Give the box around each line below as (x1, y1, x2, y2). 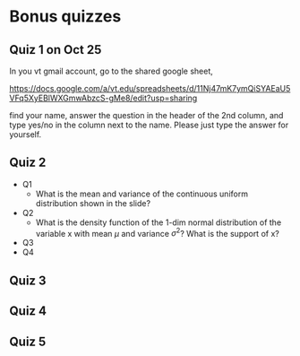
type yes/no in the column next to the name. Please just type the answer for (9, 119, 289, 130)
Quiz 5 (9, 334, 47, 349)
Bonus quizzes (9, 6, 122, 27)
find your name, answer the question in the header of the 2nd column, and (9, 110, 284, 120)
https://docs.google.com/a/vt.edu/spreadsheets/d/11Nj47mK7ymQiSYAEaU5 (9, 83, 291, 93)
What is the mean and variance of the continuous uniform (35, 188, 249, 199)
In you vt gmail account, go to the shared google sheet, (9, 65, 213, 76)
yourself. (9, 129, 42, 140)
